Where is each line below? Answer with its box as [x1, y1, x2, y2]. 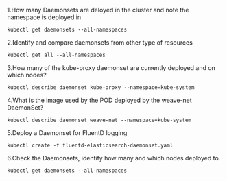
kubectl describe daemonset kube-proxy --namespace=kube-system [7, 84, 195, 91]
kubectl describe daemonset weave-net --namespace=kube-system [7, 117, 192, 123]
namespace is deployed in [7, 13, 82, 21]
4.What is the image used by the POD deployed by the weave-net [7, 96, 192, 104]
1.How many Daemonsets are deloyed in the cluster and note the [7, 6, 189, 14]
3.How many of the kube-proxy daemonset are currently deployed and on [7, 64, 216, 71]
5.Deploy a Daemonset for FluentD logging [7, 129, 128, 136]
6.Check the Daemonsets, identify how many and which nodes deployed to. [7, 154, 221, 162]
